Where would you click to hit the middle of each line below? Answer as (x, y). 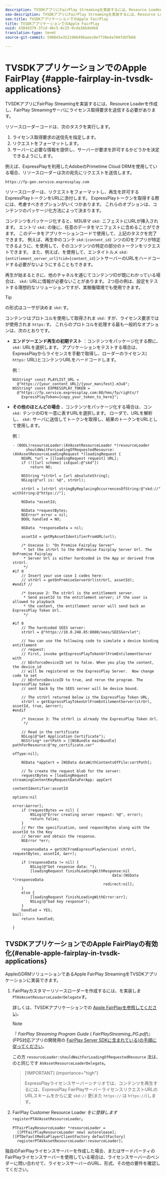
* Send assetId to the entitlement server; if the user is (85, 597)
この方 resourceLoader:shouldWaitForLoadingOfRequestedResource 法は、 (86, 1057)
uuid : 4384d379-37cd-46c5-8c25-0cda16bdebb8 (52, 28)
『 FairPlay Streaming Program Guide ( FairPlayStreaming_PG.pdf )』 (83, 1034)
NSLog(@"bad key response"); (60, 901)
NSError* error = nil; (45, 515)
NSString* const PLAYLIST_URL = (45, 380)
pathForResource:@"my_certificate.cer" (53, 745)
